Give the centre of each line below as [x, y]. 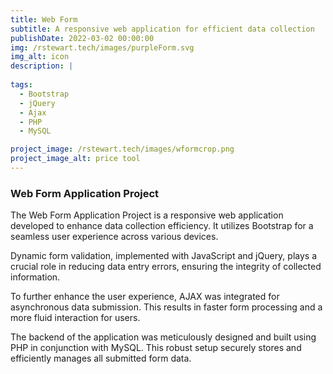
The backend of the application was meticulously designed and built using [163, 337]
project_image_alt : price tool [75, 159]
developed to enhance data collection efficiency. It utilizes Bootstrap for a [162, 226]
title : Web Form [44, 19]
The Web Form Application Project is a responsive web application [147, 215]
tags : [21, 85]
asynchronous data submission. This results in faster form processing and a [166, 307]
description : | [42, 66]
